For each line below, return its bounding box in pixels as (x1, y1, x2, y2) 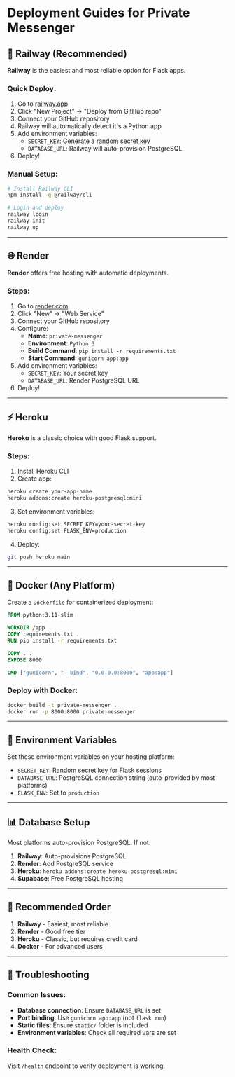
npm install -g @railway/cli (7, 191, 92, 199)
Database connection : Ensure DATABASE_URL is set (17, 1006, 162, 1014)
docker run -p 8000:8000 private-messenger (7, 708, 136, 715)
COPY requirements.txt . (7, 631, 80, 638)
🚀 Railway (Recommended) (7, 48, 127, 60)
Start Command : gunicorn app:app (27, 354, 129, 362)
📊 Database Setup (7, 816, 90, 828)
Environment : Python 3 (27, 338, 95, 348)
